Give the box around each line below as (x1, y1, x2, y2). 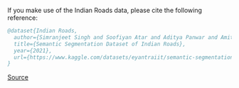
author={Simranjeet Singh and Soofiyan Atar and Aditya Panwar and (14, 33, 218, 41)
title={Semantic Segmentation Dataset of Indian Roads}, (14, 40, 186, 48)
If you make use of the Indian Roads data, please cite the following (7, 6, 203, 14)
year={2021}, (14, 47, 53, 54)
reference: (7, 13, 38, 22)
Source (7, 73, 28, 82)
